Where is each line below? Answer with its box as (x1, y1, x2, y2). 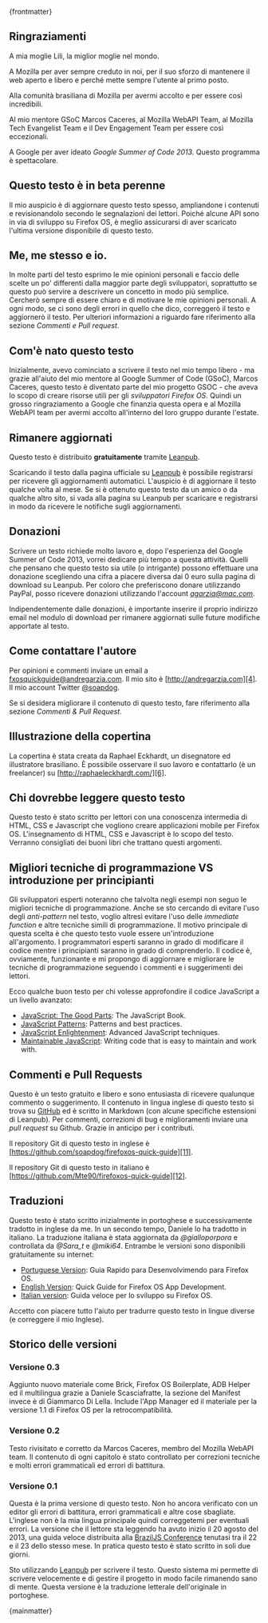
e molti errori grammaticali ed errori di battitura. (9, 1460, 166, 1470)
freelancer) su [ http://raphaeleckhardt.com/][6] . (9, 768, 167, 778)
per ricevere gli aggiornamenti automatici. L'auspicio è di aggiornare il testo (9, 476, 257, 486)
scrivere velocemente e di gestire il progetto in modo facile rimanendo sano (9, 1573, 258, 1583)
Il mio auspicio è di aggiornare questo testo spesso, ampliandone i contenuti (9, 200, 260, 210)
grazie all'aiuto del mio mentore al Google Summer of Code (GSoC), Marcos (9, 374, 258, 383)
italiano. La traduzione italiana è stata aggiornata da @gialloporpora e (9, 1232, 238, 1242)
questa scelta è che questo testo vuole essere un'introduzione (9, 929, 215, 938)
